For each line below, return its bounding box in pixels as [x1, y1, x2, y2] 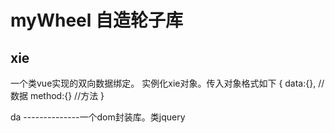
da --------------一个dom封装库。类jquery [10, 111, 186, 123]
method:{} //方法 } [29, 90, 105, 101]
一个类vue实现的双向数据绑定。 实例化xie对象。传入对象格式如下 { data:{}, [10, 77, 317, 89]
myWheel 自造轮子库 [10, 9, 183, 32]
